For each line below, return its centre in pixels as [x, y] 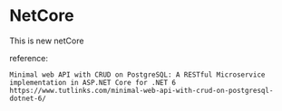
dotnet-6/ [28, 98]
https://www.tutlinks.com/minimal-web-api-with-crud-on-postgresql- [141, 90]
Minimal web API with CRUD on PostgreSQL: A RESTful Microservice [137, 74]
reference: [29, 58]
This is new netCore [47, 41]
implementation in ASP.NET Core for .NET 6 [93, 82]
